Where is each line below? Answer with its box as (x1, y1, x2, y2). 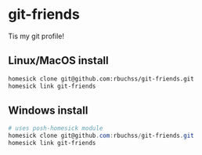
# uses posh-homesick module (8, 124, 103, 132)
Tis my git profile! (8, 31, 65, 41)
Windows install (8, 103, 88, 117)
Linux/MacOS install (8, 54, 109, 67)
